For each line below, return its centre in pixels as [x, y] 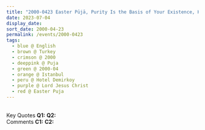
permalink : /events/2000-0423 [45, 35]
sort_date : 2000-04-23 [35, 29]
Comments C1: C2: [30, 121]
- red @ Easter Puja [38, 92]
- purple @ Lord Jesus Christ [50, 86]
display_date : [24, 23]
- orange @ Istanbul [38, 74]
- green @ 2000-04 [35, 69]
